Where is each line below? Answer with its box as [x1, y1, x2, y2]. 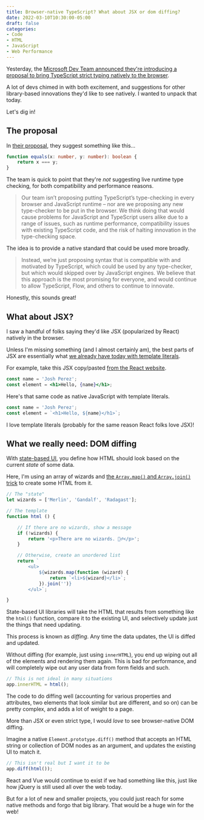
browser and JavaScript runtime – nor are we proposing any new [21, 201, 183, 208]
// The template [6, 508, 47, 514]
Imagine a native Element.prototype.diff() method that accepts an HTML [6, 736, 192, 743]
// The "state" [6, 491, 45, 497]
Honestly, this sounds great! [6, 294, 77, 301]
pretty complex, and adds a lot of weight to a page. [6, 706, 134, 713]
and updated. [6, 639, 40, 647]
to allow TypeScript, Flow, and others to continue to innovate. [21, 282, 175, 289]
